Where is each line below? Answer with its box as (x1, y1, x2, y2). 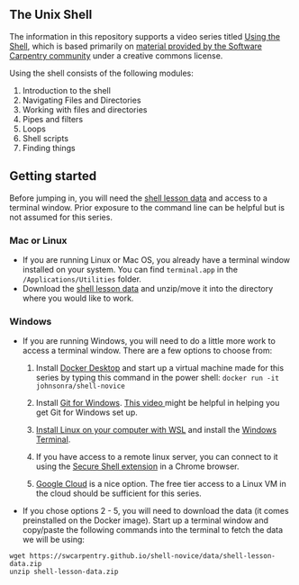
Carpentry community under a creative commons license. (9, 49, 223, 61)
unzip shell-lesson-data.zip (9, 567, 119, 577)
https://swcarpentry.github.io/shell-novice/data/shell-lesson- (29, 552, 276, 561)
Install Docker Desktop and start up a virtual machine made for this (35, 363, 285, 373)
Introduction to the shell (22, 85, 111, 95)
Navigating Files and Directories (22, 94, 141, 105)
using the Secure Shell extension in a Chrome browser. (35, 461, 240, 472)
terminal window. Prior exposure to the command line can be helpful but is (9, 202, 285, 212)
